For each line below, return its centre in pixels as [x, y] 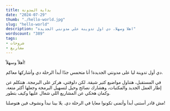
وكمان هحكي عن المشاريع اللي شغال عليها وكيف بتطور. [58, 93]
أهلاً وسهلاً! [16, 62]
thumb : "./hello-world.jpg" [36, 19]
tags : [11, 39]
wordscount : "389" [25, 34]
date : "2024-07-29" [26, 15]
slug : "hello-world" [28, 24]
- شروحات [15, 43]
